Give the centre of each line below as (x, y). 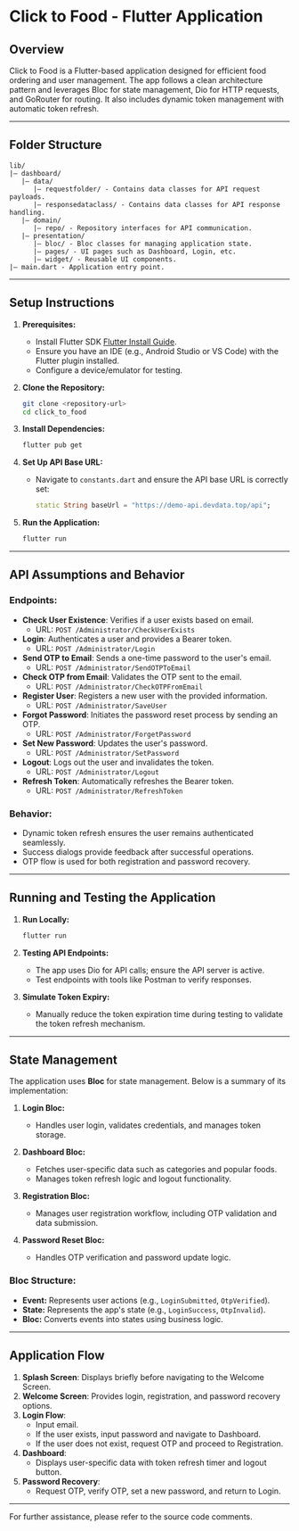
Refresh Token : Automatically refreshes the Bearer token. (128, 781)
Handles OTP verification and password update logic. (133, 1258)
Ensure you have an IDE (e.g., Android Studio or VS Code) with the (157, 351)
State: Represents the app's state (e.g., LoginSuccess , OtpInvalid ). (144, 1310)
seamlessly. (44, 842)
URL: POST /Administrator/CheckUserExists (115, 629)
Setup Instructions (62, 303)
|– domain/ (41, 220)
